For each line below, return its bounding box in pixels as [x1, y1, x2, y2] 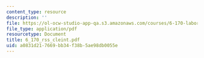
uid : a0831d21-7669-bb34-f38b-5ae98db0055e [6, 43, 118, 49]
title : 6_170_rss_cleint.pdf [6, 37, 80, 43]
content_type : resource [6, 8, 67, 15]
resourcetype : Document [6, 31, 67, 37]
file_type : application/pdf [6, 25, 78, 32]
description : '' [6, 14, 47, 21]
